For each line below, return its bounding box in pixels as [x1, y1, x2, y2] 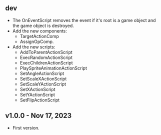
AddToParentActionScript [19, 49, 72, 55]
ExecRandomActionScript [19, 54, 73, 60]
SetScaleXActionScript [19, 75, 67, 81]
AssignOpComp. [19, 38, 54, 44]
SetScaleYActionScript [19, 81, 66, 87]
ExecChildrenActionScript [19, 59, 73, 65]
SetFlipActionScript [19, 97, 60, 103]
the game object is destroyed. [12, 22, 74, 28]
